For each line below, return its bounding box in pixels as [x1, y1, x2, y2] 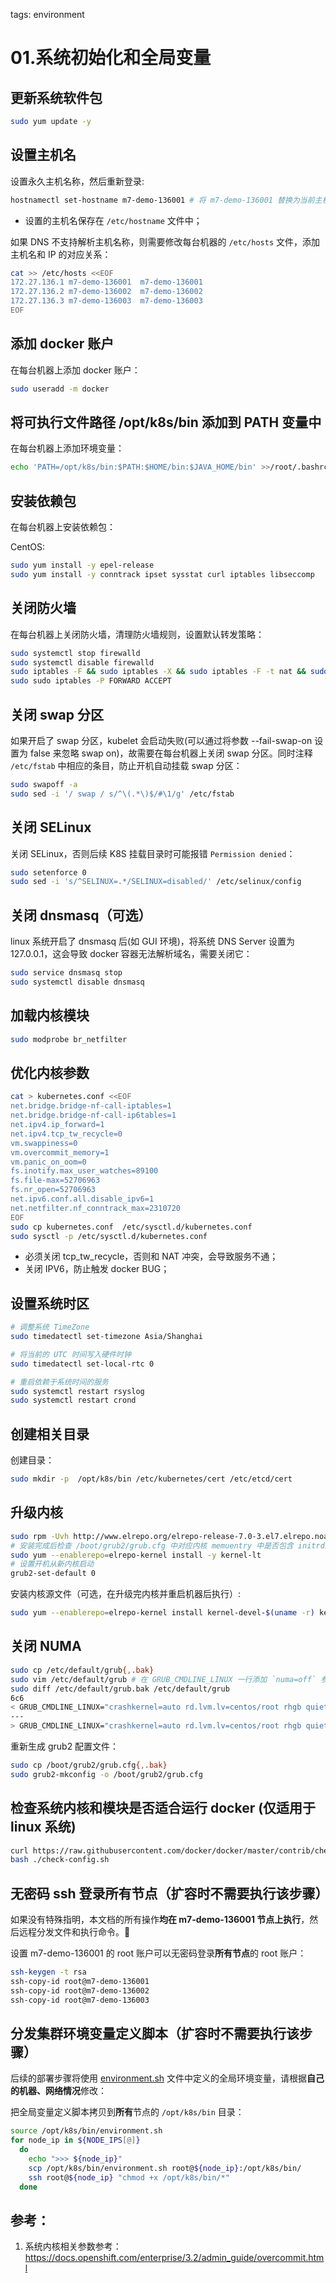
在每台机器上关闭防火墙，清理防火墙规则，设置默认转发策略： [10, 628, 265, 640]
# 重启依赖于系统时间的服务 [10, 1377, 110, 1387]
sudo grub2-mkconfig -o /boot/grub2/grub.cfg [10, 1769, 203, 1779]
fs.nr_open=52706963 [10, 1185, 97, 1195]
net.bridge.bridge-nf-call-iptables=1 [10, 1101, 172, 1111]
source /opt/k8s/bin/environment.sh [10, 2126, 163, 2136]
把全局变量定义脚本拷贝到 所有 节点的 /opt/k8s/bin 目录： [10, 2106, 245, 2118]
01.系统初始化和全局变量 [10, 47, 212, 69]
